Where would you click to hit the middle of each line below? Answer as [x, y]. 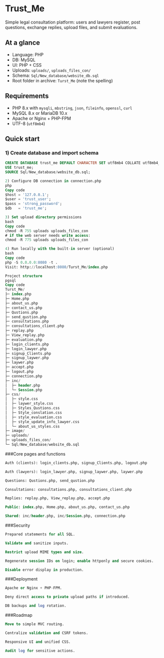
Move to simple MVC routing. [35, 624]
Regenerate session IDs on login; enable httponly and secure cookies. [79, 561]
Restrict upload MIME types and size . [44, 552]
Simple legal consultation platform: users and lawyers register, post [73, 22]
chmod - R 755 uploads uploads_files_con [47, 231]
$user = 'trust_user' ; [28, 199]
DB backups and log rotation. [36, 606]
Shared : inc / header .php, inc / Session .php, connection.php [65, 516]
